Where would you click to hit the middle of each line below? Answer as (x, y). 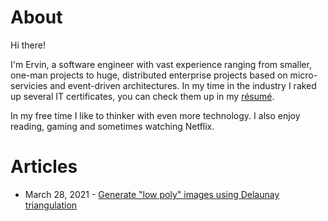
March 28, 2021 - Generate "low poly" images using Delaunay (152, 194)
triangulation (51, 205)
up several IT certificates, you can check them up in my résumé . (142, 96)
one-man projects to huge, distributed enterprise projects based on (149, 75)
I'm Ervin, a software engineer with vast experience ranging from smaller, (161, 64)
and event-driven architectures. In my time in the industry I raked (183, 85)
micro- (303, 75)
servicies (29, 85)
